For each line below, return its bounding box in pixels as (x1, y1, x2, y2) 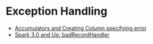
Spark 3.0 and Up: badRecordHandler (14, 31, 110, 38)
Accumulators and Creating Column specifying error (14, 24, 147, 32)
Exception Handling (6, 4, 108, 18)
